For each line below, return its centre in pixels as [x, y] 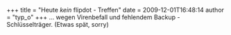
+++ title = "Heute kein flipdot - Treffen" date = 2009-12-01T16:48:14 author [115, 10]
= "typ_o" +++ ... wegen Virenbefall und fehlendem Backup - [93, 17]
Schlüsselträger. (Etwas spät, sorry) [58, 24]
